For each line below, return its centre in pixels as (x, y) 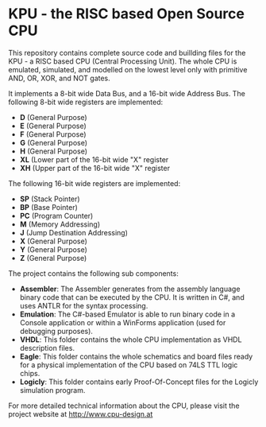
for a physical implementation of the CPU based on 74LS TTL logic (129, 365)
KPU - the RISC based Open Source (126, 14)
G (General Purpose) (54, 142)
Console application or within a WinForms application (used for (123, 322)
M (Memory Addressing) (60, 224)
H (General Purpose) (53, 151)
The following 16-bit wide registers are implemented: (94, 183)
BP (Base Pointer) (48, 207)
